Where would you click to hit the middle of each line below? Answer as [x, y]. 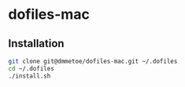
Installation [36, 43]
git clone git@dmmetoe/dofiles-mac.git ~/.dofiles [93, 61]
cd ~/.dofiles [31, 68]
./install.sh [30, 76]
